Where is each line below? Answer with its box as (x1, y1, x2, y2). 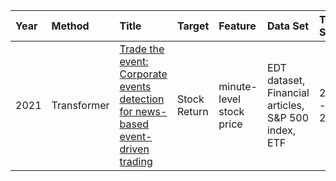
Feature (218, 19, 257, 33)
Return (176, 105, 209, 118)
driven (119, 142, 150, 156)
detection (119, 92, 165, 106)
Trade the (119, 42, 165, 56)
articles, (266, 99, 305, 112)
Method (51, 19, 90, 33)
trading (119, 155, 153, 168)
